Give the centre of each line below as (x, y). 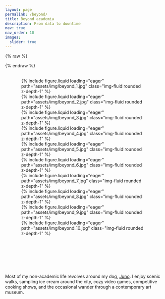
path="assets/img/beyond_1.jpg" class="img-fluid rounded (81, 86)
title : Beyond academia (30, 19)
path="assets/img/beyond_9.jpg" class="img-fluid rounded (82, 212)
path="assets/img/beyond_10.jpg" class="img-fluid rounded (82, 228)
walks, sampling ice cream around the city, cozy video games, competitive (81, 281)
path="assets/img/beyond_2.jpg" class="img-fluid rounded (82, 101)
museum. (15, 292)
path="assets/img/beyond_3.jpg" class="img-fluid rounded (82, 117)
